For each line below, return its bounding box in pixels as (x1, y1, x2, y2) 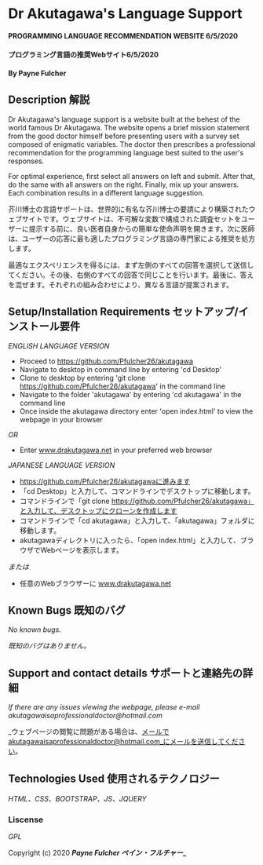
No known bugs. (8, 625, 61, 634)
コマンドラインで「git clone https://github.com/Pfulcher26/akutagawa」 (19, 496, 255, 505)
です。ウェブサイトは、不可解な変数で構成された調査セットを (42, 214, 242, 224)
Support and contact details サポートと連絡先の (8, 666, 243, 680)
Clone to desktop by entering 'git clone (19, 373, 146, 382)
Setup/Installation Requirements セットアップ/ (8, 305, 239, 319)
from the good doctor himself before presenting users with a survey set (8, 131, 239, 141)
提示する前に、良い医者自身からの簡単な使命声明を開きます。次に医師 (28, 224, 255, 233)
